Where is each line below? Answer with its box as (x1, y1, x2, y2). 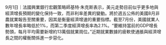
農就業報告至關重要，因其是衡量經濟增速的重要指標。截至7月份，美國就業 (5, 17, 155, 22)
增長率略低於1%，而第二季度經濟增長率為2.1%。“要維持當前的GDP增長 (13, 22, 158, 28)
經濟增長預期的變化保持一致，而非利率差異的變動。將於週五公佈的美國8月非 (5, 10, 160, 16)
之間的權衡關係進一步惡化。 (9, 35, 66, 41)
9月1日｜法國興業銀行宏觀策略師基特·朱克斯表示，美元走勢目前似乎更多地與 (5, 4, 159, 10)
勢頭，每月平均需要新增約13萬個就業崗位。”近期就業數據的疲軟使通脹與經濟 (5, 29, 157, 34)
